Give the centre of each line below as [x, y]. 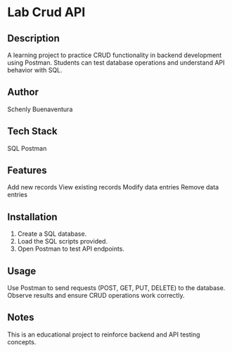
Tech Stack [32, 131]
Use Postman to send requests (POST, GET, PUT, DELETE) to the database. [116, 288]
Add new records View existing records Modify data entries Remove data [113, 187]
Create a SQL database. [52, 234]
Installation [32, 216]
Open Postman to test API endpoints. [71, 249]
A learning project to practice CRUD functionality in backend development [115, 55]
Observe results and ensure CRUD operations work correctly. [96, 296]
